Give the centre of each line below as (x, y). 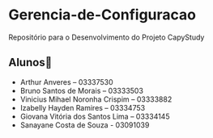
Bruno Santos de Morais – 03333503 (82, 90)
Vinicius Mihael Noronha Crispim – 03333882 (96, 99)
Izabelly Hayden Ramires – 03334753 (83, 107)
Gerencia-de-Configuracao (102, 15)
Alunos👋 (30, 63)
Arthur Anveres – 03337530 (66, 82)
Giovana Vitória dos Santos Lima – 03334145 (95, 116)
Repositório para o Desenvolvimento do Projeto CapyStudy (106, 37)
